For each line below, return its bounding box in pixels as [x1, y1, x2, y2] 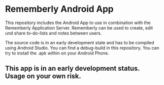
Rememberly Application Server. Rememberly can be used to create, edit [5, 25, 153, 30]
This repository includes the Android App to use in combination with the [5, 20, 151, 26]
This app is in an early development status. [5, 64, 140, 73]
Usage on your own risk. [5, 72, 81, 81]
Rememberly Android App [5, 3, 114, 15]
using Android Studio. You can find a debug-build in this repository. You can [5, 45, 159, 51]
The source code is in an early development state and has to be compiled [5, 39, 154, 45]
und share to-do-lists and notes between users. [5, 30, 102, 36]
